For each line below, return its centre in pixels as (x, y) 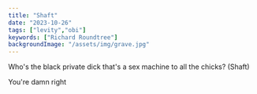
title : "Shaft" (33, 15)
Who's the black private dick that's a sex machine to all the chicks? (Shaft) (129, 67)
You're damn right (37, 82)
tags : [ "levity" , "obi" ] (47, 30)
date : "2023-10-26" (40, 23)
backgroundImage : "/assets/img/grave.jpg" (79, 45)
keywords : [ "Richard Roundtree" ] (63, 37)
